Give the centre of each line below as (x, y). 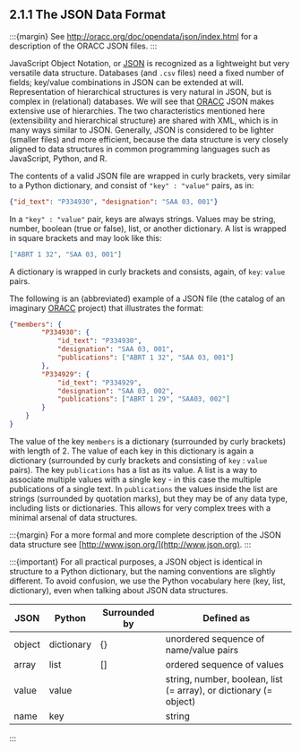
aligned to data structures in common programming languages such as (140, 149)
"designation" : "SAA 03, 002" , (116, 391)
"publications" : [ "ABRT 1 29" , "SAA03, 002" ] (143, 399)
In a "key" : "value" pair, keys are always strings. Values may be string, (142, 219)
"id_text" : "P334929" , (99, 383)
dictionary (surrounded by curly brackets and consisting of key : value (138, 460)
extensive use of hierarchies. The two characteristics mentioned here (138, 110)
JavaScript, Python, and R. (58, 158)
